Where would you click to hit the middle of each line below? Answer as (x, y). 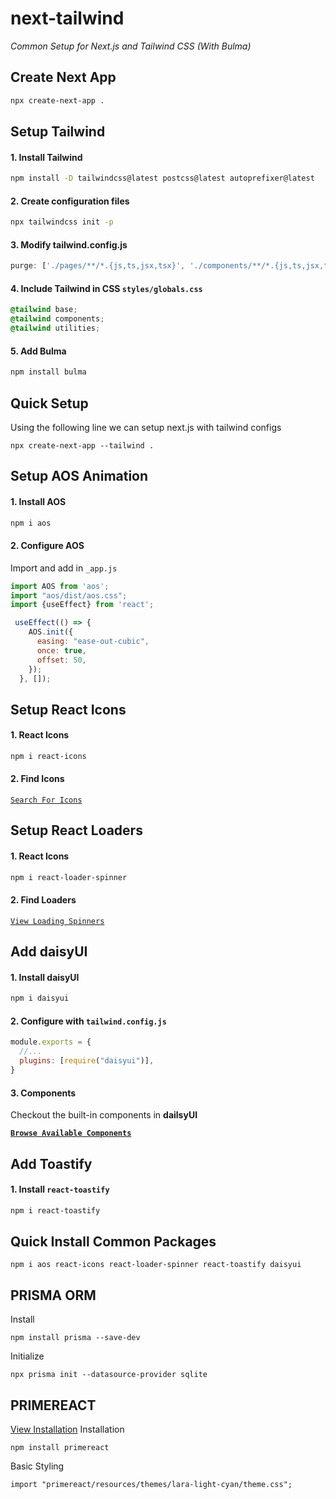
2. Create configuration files (70, 201)
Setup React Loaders (76, 830)
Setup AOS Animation (79, 476)
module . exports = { (51, 1042)
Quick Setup (49, 403)
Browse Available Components (71, 1133)
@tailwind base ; (44, 310)
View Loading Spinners (57, 921)
